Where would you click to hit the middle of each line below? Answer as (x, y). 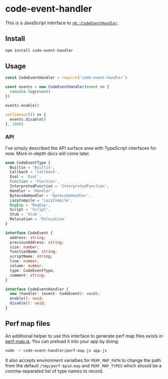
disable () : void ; (28, 303)
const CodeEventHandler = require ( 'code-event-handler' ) (66, 78)
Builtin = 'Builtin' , (33, 167)
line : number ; (24, 261)
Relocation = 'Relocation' (38, 219)
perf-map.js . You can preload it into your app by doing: (62, 341)
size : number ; (24, 247)
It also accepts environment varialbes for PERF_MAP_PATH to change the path (83, 360)
